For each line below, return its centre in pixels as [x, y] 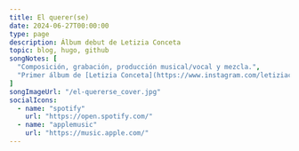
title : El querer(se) [49, 17]
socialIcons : [33, 100]
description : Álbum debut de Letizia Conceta [95, 42]
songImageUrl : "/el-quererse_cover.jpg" [85, 91]
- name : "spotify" [52, 108]
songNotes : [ [33, 59]
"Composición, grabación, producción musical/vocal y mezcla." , [139, 68]
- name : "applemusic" [57, 125]
